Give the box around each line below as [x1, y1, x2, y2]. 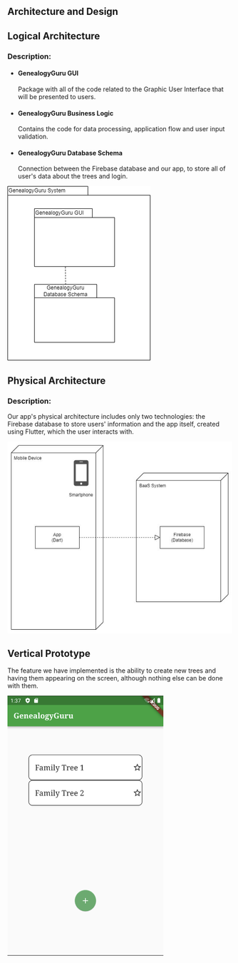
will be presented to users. [17, 92, 96, 101]
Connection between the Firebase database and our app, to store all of [17, 164, 226, 173]
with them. [7, 681, 38, 691]
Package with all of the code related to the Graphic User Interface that [17, 85, 224, 93]
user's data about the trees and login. [17, 172, 128, 180]
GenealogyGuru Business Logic [17, 108, 114, 117]
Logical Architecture [7, 30, 100, 42]
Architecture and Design [7, 6, 119, 18]
